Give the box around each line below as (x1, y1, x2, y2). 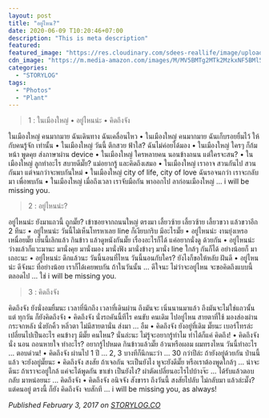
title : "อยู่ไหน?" (8, 19, 60, 27)
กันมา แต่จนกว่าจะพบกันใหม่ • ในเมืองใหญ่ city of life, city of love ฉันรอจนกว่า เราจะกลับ (8, 167, 259, 177)
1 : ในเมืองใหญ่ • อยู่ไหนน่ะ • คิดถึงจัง (27, 115, 130, 125)
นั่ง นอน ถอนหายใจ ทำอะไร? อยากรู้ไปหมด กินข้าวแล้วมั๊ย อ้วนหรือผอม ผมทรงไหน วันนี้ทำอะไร (8, 340, 258, 349)
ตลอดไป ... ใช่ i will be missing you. (8, 271, 117, 281)
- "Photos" (15, 86, 52, 94)
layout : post (8, 11, 52, 20)
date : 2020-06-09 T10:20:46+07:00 (8, 26, 124, 34)
